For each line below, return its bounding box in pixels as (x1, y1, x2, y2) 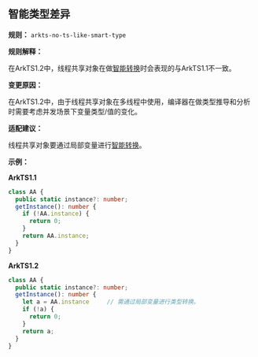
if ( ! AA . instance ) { (22, 210, 90, 218)
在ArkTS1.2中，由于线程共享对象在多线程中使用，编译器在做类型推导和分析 (8, 97, 251, 106)
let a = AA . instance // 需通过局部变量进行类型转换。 (22, 298, 200, 306)
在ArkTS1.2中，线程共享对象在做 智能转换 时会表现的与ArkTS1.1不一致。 (8, 63, 236, 73)
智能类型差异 (8, 7, 71, 21)
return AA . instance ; (22, 232, 90, 240)
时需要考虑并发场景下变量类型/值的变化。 (8, 106, 142, 116)
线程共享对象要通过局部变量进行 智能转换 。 (8, 140, 146, 150)
